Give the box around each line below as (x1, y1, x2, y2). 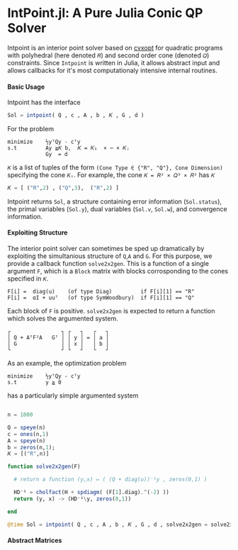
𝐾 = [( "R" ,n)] (7, 450, 50, 458)
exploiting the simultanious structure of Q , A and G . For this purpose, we (7, 252, 212, 260)
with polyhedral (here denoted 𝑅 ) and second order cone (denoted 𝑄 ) (7, 51, 210, 60)
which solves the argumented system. (7, 314, 118, 323)
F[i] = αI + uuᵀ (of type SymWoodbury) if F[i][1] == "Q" (7, 294, 195, 302)
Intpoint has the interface (7, 98, 81, 107)
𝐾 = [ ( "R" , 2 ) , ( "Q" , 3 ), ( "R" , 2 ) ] (7, 184, 119, 192)
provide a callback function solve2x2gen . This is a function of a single (7, 259, 209, 268)
